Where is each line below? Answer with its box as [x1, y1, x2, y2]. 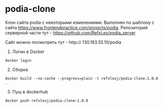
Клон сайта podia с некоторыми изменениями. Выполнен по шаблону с [5, 19, 155, 25]
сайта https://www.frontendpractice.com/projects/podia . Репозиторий [5, 24, 148, 30]
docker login [5, 58, 32, 63]
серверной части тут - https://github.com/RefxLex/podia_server [5, 30, 136, 36]
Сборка [12, 67, 28, 72]
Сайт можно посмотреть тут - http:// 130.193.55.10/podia [5, 39, 122, 45]
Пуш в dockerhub [12, 89, 48, 94]
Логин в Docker [12, 49, 45, 54]
